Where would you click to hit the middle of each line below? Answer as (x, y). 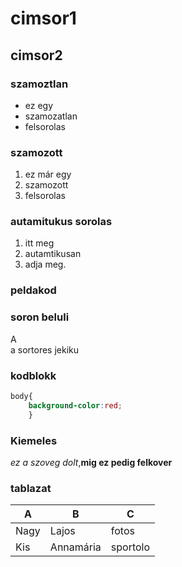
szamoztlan (39, 84)
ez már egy (48, 174)
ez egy (39, 105)
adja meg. (45, 264)
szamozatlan (51, 116)
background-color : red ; (75, 405)
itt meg (39, 243)
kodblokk (33, 375)
